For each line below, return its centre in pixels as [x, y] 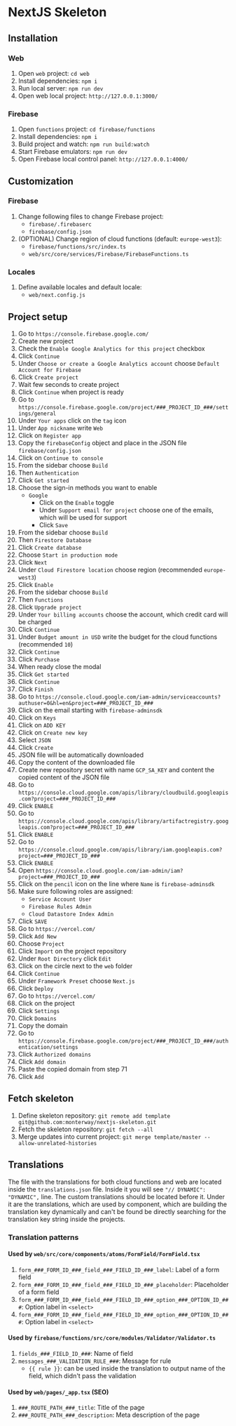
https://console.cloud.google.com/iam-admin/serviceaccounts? [128, 697]
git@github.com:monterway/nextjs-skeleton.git [87, 1122]
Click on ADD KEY [42, 725]
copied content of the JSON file [64, 777]
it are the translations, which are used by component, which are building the [117, 1204]
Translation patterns [43, 1237]
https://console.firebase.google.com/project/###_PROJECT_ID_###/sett [123, 407]
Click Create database [50, 547]
